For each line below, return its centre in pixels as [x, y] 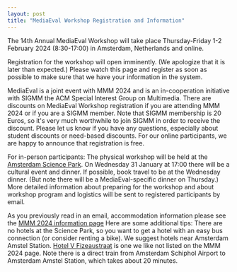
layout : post [27, 14]
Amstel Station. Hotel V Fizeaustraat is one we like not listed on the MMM [114, 245]
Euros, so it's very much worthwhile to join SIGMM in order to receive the [114, 120]
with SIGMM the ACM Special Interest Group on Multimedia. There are [109, 98]
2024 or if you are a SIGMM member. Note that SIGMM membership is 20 [114, 113]
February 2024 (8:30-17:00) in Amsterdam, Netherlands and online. [105, 48]
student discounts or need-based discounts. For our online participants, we [117, 136]
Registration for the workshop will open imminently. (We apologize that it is [116, 61]
